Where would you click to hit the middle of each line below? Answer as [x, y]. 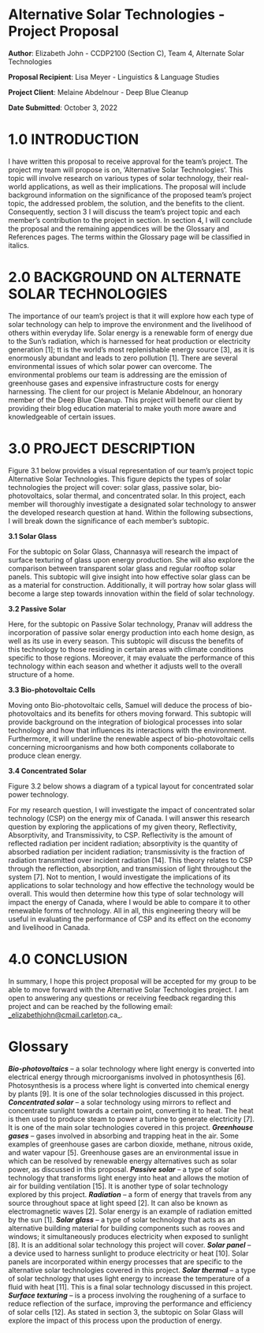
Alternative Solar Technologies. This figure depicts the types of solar [119, 479]
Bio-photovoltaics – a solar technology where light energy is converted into [132, 1068]
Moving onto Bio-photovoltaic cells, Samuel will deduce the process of [123, 705]
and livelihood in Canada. [49, 927]
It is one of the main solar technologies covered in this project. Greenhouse [131, 1127]
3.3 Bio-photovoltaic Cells [52, 690]
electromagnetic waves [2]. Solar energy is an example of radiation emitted [130, 1211]
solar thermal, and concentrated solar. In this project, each [151, 495]
